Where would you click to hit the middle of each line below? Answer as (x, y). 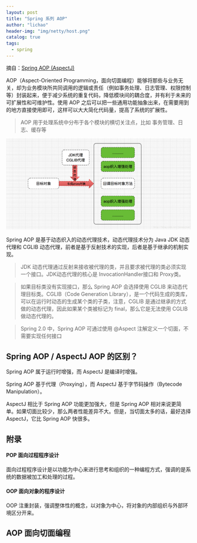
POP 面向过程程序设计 (33, 455)
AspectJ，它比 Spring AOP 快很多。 (50, 419)
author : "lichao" (27, 25)
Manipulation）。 (26, 392)
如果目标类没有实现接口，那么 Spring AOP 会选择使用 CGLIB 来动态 (101, 287)
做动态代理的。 (38, 316)
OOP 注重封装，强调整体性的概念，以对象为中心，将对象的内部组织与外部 (95, 505)
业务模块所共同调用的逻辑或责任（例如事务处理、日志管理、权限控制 (108, 88)
